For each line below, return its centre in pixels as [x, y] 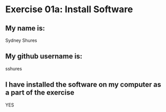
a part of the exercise [40, 93]
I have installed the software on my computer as [83, 85]
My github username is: [44, 56]
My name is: [25, 28]
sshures [14, 68]
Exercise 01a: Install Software [69, 9]
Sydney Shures [21, 40]
